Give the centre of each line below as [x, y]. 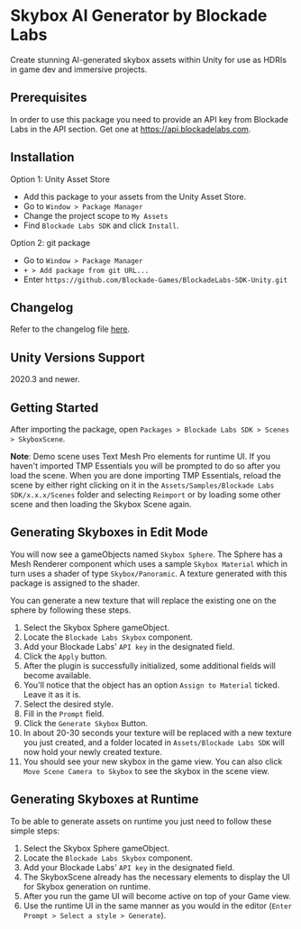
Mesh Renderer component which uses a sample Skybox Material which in [149, 563]
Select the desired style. [68, 704]
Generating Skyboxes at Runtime [105, 800]
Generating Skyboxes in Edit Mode [109, 533]
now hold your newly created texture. [93, 751]
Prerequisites [49, 98]
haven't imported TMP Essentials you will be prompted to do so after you [146, 466]
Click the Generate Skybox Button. [85, 723]
